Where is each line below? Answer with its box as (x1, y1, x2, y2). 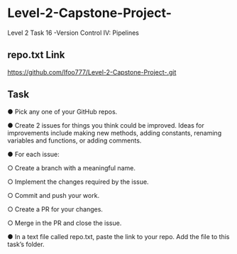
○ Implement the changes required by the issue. (7, 177, 149, 186)
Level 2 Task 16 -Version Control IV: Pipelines (7, 28, 140, 37)
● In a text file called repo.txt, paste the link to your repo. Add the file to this (7, 232, 230, 241)
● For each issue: (7, 150, 60, 158)
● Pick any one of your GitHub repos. (7, 107, 118, 116)
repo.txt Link (7, 49, 65, 61)
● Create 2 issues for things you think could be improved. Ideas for (7, 121, 204, 129)
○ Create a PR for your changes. (7, 204, 103, 214)
